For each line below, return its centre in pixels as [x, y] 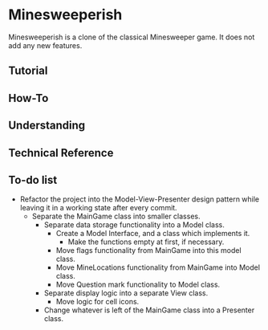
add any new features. [45, 45]
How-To [28, 98]
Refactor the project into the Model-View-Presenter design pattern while [140, 199]
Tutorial [28, 71]
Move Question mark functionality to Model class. [138, 285]
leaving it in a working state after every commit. [99, 208]
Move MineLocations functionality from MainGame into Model [158, 267]
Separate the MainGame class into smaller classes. [116, 216]
